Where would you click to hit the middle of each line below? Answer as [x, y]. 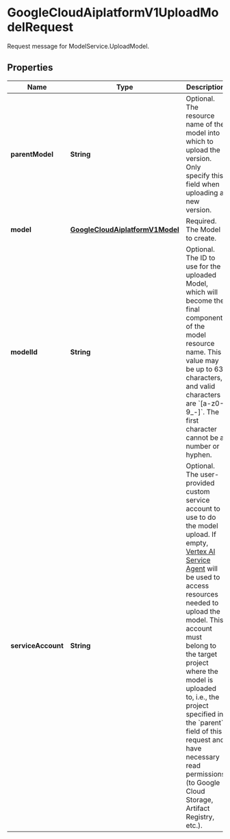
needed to [202, 603]
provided [200, 483]
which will [202, 292]
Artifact [198, 808]
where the [202, 671]
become [199, 301]
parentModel [32, 154]
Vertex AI [201, 551]
